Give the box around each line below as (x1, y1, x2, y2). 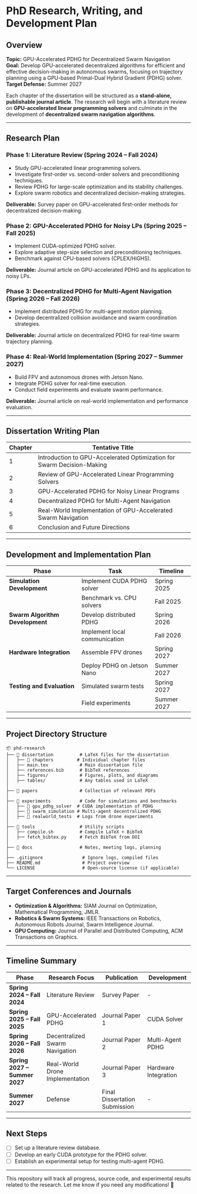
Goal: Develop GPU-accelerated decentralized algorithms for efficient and (6, 62, 185, 69)
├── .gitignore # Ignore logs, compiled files (6, 855, 159, 861)
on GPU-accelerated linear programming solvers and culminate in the (6, 105, 178, 111)
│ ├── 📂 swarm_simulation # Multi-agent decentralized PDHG (6, 809, 161, 815)
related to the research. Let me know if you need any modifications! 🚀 (6, 1181, 174, 1188)
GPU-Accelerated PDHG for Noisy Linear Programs (38, 487, 180, 495)
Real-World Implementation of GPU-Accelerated (38, 506, 173, 515)
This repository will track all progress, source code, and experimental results (6, 1175, 191, 1182)
